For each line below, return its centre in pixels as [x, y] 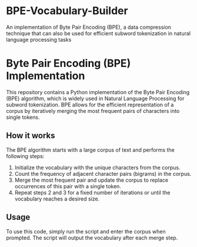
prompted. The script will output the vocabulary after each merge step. [92, 238]
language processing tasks [39, 39]
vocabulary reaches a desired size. [57, 199]
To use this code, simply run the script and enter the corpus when [86, 231]
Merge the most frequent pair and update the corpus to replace [91, 180]
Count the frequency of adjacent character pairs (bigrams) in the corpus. [103, 173]
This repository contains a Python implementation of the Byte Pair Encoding [98, 92]
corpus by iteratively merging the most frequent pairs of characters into [93, 111]
